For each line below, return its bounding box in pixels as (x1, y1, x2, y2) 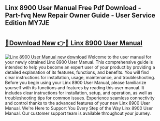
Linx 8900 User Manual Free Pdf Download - (5, 4, 141, 12)
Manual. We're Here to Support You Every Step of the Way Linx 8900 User (5, 106, 153, 111)
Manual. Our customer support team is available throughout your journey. (5, 110, 151, 116)
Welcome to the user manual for (87, 54, 152, 60)
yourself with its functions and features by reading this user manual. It (5, 85, 145, 91)
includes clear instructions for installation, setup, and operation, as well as (5, 90, 153, 95)
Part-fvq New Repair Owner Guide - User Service (5, 12, 156, 20)
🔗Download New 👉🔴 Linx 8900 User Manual (5, 39, 143, 47)
